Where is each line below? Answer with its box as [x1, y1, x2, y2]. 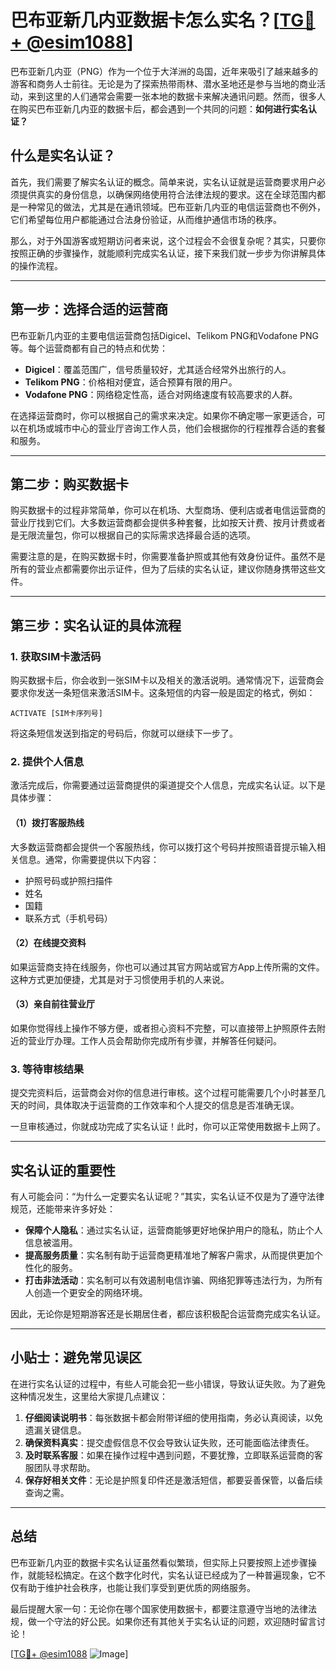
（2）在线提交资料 [10, 937, 87, 949]
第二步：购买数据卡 [10, 476, 129, 493]
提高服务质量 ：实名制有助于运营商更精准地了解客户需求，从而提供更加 [24, 1249, 315, 1261]
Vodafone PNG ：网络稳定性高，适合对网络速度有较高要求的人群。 [24, 388, 298, 400]
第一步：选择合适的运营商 [10, 301, 168, 318]
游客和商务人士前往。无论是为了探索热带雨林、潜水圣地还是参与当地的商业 [10, 77, 317, 90]
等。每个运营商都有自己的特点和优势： [10, 342, 168, 354]
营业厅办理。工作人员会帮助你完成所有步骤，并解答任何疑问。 [27, 1034, 282, 1046]
